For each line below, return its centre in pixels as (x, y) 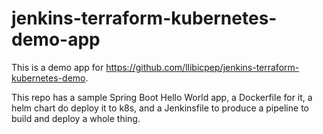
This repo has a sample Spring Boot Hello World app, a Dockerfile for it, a (162, 97)
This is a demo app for (57, 67)
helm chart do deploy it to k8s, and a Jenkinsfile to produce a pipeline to (160, 108)
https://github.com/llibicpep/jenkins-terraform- (202, 67)
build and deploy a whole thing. (76, 118)
